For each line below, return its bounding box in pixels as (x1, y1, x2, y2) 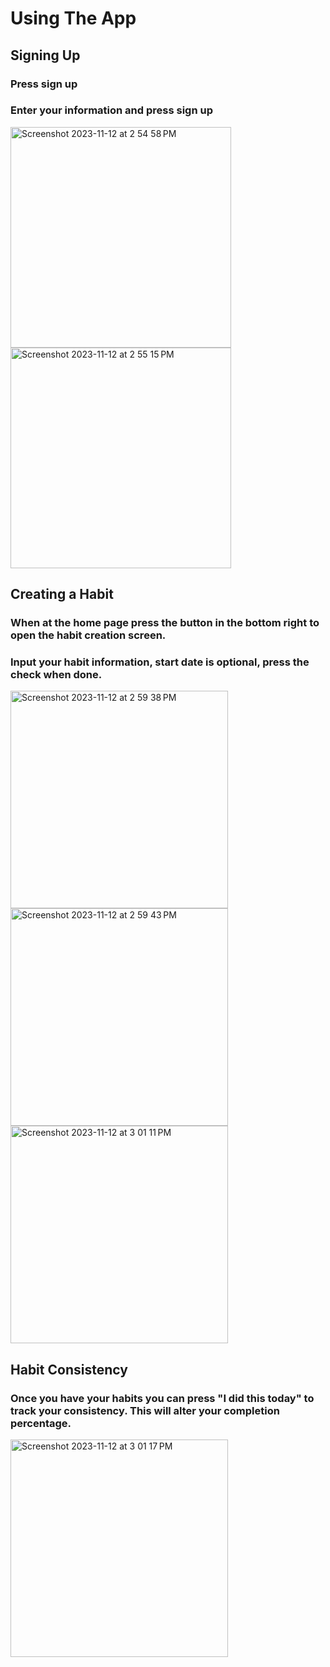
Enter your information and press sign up (10, 103, 213, 117)
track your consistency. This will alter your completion (10, 1403, 280, 1417)
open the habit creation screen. (10, 628, 167, 642)
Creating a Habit (10, 586, 114, 603)
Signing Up (10, 47, 81, 64)
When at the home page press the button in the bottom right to (10, 616, 320, 630)
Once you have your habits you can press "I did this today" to (10, 1391, 315, 1405)
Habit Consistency (10, 1361, 128, 1378)
